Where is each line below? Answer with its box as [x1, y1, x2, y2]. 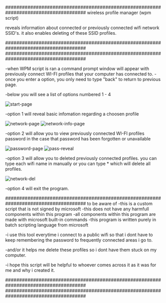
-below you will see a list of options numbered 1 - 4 [5, 92, 111, 97]
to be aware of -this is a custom [87, 201, 153, 206]
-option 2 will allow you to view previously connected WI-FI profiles [5, 130, 144, 136]
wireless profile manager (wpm [87, 10, 151, 16]
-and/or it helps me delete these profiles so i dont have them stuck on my [5, 247, 157, 253]
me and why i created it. [5, 267, 55, 273]
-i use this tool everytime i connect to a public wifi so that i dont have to [5, 232, 153, 238]
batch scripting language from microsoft [5, 222, 89, 228]
